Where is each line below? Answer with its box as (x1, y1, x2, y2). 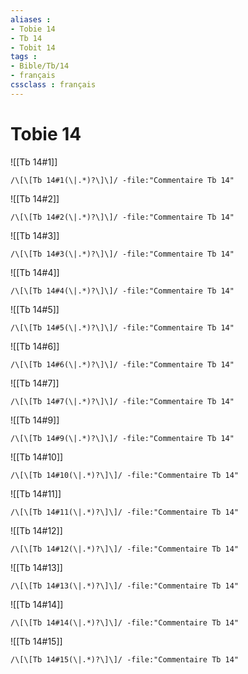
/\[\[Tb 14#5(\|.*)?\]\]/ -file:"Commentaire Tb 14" (10, 322, 235, 333)
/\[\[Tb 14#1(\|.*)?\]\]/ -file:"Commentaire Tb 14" (10, 175, 235, 185)
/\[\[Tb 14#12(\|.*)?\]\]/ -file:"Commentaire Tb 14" (10, 544, 240, 554)
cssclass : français (10, 80, 97, 90)
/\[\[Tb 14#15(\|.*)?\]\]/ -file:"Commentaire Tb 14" (10, 654, 240, 665)
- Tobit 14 (10, 42, 56, 53)
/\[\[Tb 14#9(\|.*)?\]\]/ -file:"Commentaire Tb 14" (10, 433, 235, 443)
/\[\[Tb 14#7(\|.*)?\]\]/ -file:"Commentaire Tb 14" (10, 396, 235, 406)
